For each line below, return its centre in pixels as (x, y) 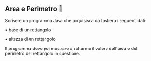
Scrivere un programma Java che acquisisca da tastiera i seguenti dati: (76, 20)
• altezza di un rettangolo (30, 39)
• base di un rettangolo (28, 30)
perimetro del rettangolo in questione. (43, 53)
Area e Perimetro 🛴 (34, 9)
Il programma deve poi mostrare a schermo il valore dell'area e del (71, 48)
